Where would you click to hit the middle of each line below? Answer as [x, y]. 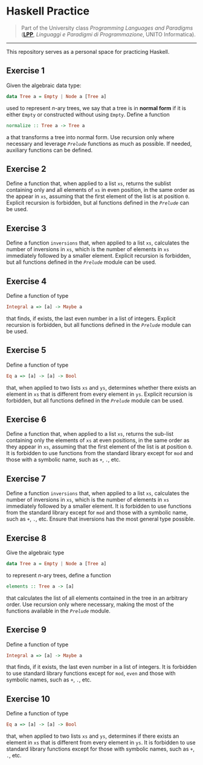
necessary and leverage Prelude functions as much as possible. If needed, [99, 143]
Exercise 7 [26, 478]
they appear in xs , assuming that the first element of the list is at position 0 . [99, 447]
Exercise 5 [26, 350]
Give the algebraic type [35, 553]
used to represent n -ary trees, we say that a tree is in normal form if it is [96, 108]
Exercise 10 [28, 699]
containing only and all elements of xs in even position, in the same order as [101, 190]
